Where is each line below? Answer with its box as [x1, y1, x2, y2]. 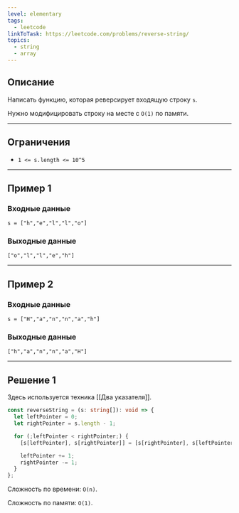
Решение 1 [7, 374, 57, 386]
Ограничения [7, 136, 70, 148]
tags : [7, 17, 23, 24]
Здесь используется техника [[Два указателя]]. [7, 393, 152, 401]
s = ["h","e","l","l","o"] [7, 220, 87, 227]
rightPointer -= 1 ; [20, 459, 78, 466]
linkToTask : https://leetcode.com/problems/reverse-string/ [7, 30, 190, 38]
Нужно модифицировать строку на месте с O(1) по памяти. [7, 109, 189, 117]
